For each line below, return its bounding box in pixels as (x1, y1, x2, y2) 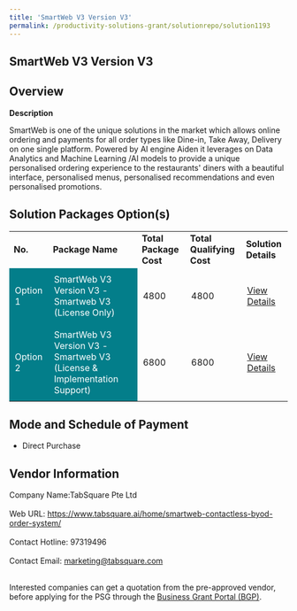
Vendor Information (9, 466, 119, 481)
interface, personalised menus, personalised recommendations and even (9, 172, 276, 182)
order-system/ (9, 518, 62, 529)
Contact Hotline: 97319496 (9, 537, 108, 547)
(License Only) (53, 306, 115, 319)
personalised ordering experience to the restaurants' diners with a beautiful (9, 162, 285, 173)
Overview (9, 84, 65, 99)
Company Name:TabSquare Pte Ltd (9, 490, 138, 500)
